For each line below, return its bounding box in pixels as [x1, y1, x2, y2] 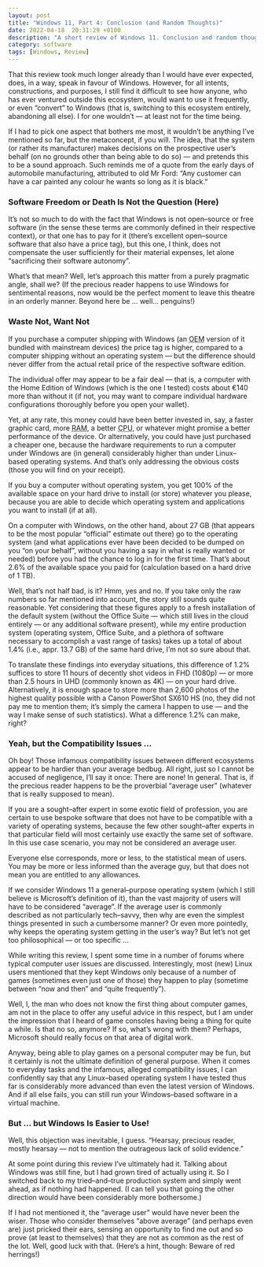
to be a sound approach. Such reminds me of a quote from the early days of [8, 161, 255, 169]
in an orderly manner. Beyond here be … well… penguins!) [8, 297, 196, 306]
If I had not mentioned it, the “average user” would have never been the [8, 1208, 240, 1217]
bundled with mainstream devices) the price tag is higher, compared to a [8, 342, 244, 352]
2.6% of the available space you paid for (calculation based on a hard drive [8, 562, 251, 571]
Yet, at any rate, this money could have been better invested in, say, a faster [8, 415, 254, 424]
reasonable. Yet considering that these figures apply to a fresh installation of [8, 603, 255, 612]
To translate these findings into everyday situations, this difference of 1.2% [8, 659, 250, 669]
